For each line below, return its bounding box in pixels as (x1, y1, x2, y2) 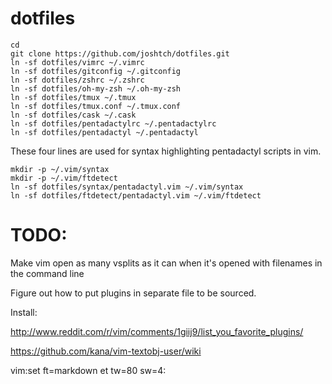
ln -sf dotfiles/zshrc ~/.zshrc (10, 75, 145, 85)
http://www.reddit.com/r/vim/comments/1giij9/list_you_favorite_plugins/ (10, 325, 304, 337)
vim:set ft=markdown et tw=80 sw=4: (10, 364, 167, 376)
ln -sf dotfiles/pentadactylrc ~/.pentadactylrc (10, 118, 217, 129)
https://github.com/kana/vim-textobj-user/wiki (10, 345, 202, 357)
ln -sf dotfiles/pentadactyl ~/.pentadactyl (10, 127, 199, 137)
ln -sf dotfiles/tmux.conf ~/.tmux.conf (10, 101, 182, 111)
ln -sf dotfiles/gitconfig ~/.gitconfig (10, 66, 182, 76)
